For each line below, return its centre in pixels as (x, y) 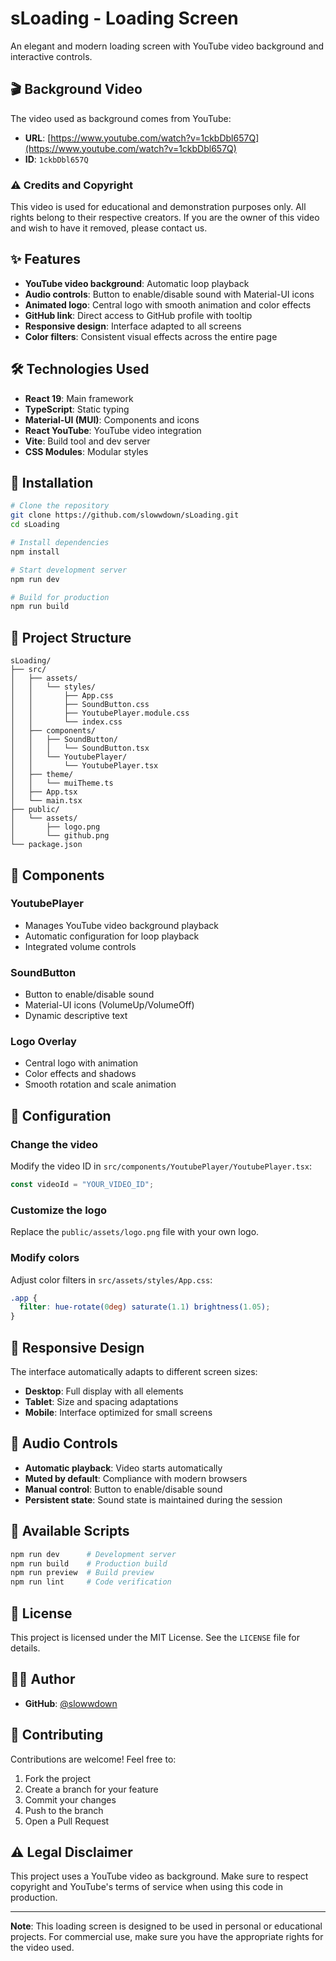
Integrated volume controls (80, 946)
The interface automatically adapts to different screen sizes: (134, 1372)
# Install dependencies (60, 543)
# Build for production (60, 597)
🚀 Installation (52, 483)
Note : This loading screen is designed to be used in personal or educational (166, 1926)
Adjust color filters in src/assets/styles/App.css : (111, 1279)
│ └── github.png (60, 836)
